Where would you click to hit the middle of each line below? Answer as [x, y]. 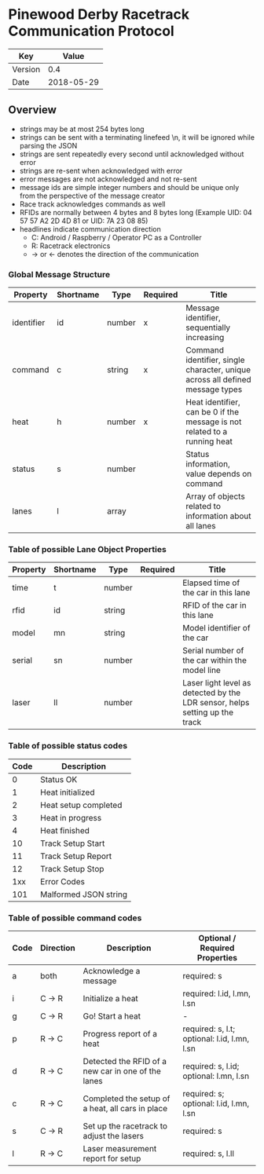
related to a [207, 432]
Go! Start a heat [112, 1016]
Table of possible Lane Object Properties [87, 549]
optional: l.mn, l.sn [216, 1076]
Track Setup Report [76, 856]
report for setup [112, 1158]
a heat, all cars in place [125, 1108]
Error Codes [62, 881]
